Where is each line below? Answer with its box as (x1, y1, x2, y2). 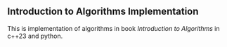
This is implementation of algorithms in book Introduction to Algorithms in (7, 24, 220, 32)
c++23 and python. (7, 32, 63, 40)
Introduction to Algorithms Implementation (7, 6, 199, 18)
